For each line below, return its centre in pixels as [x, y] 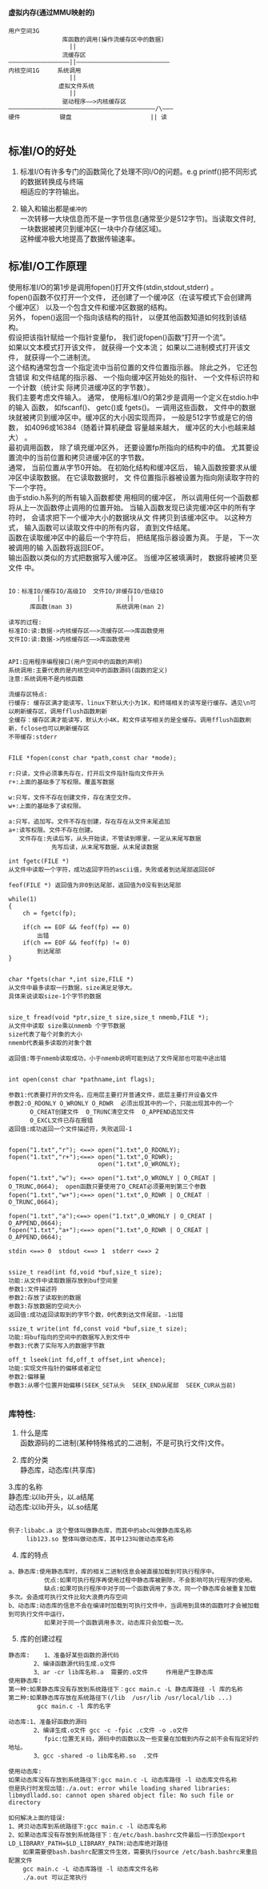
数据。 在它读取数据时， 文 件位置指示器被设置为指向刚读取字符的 [151, 477]
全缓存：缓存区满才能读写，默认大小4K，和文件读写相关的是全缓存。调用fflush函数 [127, 720]
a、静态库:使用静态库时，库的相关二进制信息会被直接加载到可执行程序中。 [113, 1572]
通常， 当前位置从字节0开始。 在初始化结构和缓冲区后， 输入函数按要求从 [129, 467]
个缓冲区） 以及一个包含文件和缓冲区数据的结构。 [90, 307]
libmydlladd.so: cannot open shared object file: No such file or [121, 1796]
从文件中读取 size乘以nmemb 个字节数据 [67, 1025]
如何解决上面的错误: [37, 1819]
